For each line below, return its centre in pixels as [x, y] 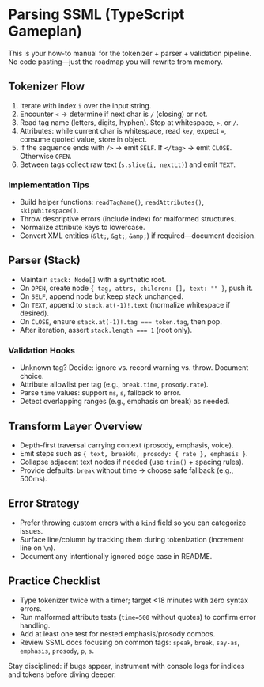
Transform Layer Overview [75, 426]
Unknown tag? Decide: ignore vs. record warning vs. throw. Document [134, 368]
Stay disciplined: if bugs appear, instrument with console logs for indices [126, 666]
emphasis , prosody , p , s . [57, 651]
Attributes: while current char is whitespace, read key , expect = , [123, 130]
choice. [32, 376]
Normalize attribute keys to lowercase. [82, 228]
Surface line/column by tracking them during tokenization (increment [132, 539]
